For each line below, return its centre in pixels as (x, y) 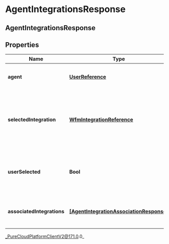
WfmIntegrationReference (101, 120)
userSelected (24, 172)
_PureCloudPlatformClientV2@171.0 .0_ (45, 236)
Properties (22, 45)
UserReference (88, 77)
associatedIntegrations (36, 211)
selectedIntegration (32, 120)
